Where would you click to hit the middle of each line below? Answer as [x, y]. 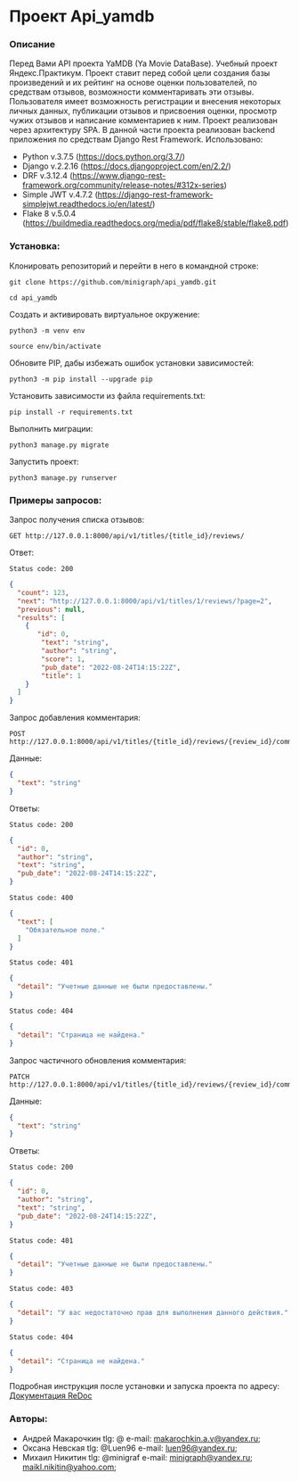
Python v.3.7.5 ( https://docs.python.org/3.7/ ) [103, 157]
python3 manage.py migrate [59, 445]
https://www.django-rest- [119, 176]
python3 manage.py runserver [63, 478]
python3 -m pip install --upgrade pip [81, 379]
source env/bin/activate [55, 346]
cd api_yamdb [33, 298]
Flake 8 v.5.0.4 [49, 214]
